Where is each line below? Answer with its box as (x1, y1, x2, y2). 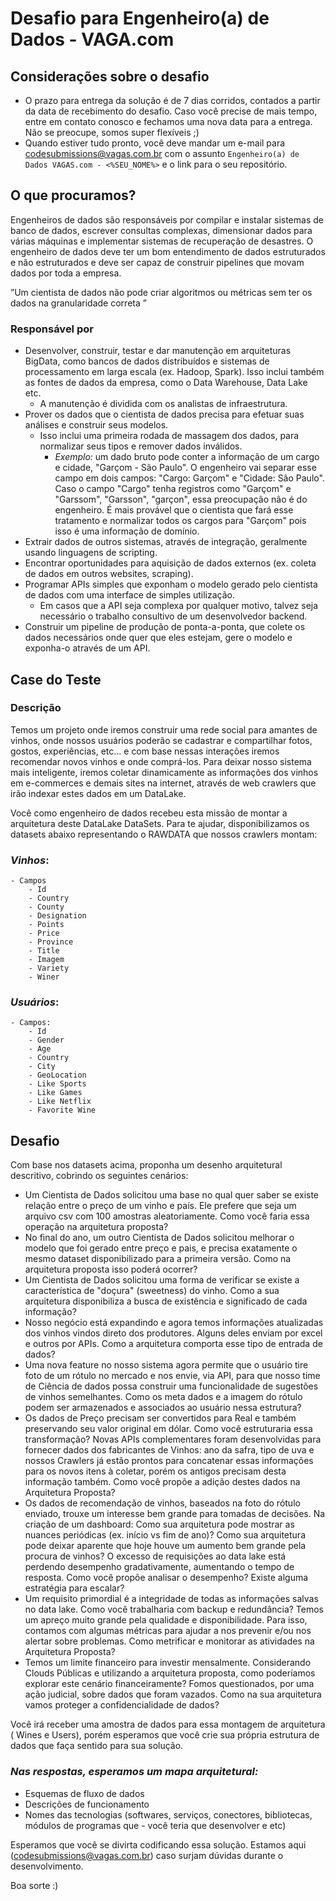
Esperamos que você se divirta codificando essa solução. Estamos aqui (10, 1838, 307, 1851)
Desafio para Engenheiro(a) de (10, 7, 270, 30)
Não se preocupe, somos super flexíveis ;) (24, 127, 200, 138)
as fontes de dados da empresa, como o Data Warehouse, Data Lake (24, 377, 308, 389)
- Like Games (28, 1088, 83, 1098)
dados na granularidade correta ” (10, 297, 147, 309)
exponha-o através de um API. (24, 642, 151, 654)
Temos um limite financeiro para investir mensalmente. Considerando (24, 1657, 312, 1669)
